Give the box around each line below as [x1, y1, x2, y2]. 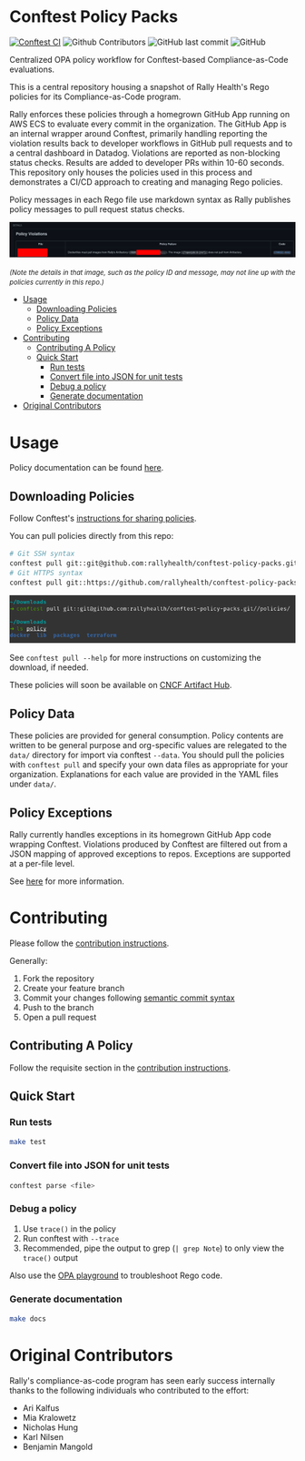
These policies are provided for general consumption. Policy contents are [9, 730, 284, 741]
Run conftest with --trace [22, 1233, 120, 1243]
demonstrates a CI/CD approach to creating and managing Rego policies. [9, 176, 283, 188]
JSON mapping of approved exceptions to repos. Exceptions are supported [9, 848, 291, 859]
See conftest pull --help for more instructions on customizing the [9, 653, 261, 664]
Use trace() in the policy [22, 1223, 116, 1234]
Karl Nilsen [22, 1431, 64, 1442]
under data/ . [9, 778, 57, 789]
